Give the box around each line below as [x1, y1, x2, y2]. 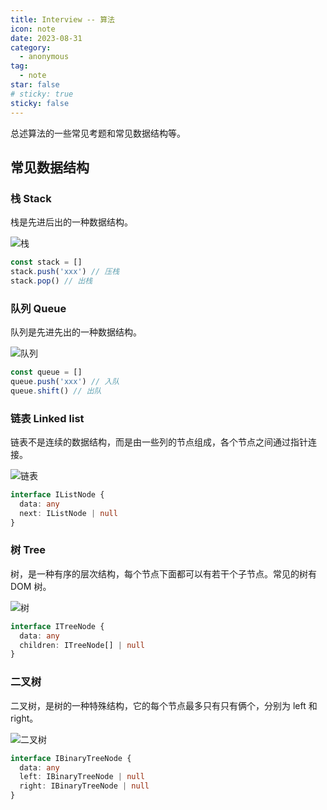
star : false [10, 80, 60, 90]
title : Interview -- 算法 [10, 14, 115, 25]
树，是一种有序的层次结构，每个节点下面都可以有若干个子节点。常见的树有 [10, 567, 317, 580]
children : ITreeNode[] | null [19, 640, 145, 650]
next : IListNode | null [19, 508, 118, 518]
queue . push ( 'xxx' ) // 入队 [10, 376, 120, 386]
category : [10, 42, 52, 53]
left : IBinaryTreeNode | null [19, 772, 145, 782]
